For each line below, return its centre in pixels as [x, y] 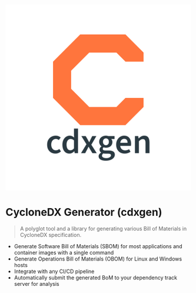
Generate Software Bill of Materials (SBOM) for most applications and [98, 246]
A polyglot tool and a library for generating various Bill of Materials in [103, 228]
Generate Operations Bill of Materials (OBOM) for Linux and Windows [98, 259]
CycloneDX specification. [51, 235]
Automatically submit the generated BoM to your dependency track [96, 277]
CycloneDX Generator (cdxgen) [84, 213]
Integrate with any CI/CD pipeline [54, 271]
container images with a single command [64, 252]
